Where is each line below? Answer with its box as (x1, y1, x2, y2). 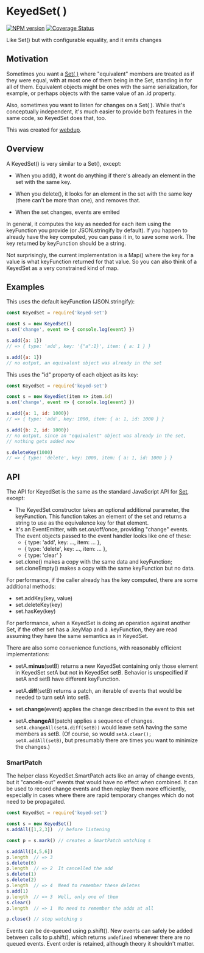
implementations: (6, 651, 50, 658)
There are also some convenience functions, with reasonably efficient (6, 644, 181, 651)
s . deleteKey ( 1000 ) (6, 449, 53, 455)
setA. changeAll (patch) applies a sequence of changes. (15, 717, 154, 724)
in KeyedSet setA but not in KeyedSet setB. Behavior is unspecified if (15, 669, 188, 676)
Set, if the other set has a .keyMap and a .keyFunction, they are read (6, 626, 178, 633)
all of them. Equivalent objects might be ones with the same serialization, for (6, 83, 198, 90)
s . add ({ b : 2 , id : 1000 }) (6, 427, 69, 433)
